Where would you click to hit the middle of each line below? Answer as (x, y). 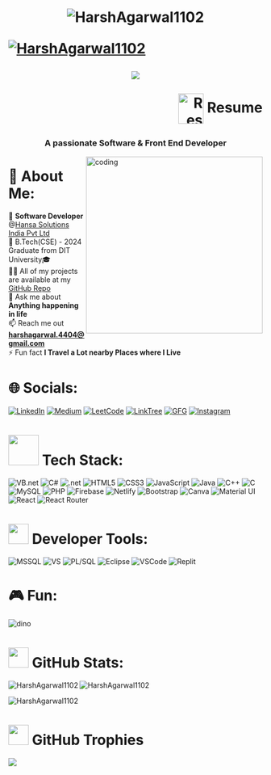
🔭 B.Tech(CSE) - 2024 (45, 242)
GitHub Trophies (88, 740)
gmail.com (27, 343)
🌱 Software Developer (46, 216)
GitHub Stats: (78, 663)
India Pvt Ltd (29, 234)
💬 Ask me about (35, 297)
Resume (235, 107)
